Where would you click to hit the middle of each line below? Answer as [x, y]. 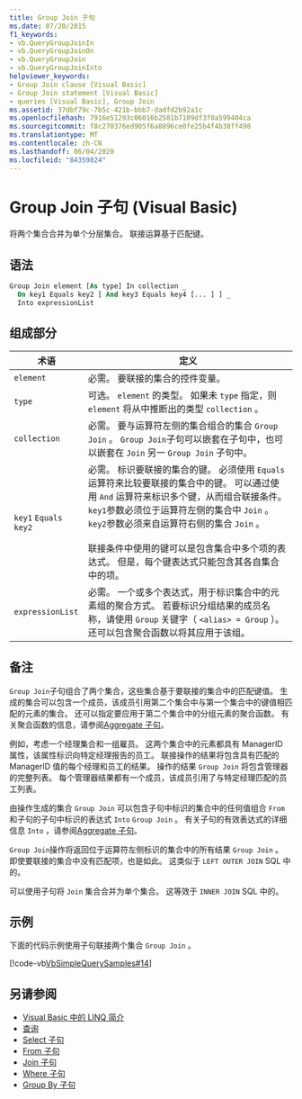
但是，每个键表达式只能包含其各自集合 [199, 562]
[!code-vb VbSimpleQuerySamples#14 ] [81, 963]
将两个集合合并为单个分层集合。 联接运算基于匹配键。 [109, 234]
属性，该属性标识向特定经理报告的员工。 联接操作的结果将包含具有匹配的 [144, 755]
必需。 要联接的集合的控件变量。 [157, 378]
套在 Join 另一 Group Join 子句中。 [179, 453]
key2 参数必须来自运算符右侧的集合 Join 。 [177, 523]
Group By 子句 [49, 1085]
